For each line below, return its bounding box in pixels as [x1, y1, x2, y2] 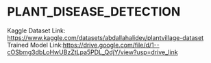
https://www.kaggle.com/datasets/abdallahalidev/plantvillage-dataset [7, 33, 204, 41]
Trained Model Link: [7, 41, 64, 49]
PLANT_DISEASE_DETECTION [7, 4, 181, 20]
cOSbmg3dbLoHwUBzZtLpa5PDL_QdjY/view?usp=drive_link [7, 48, 178, 56]
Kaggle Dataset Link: [7, 26, 66, 35]
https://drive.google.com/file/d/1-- [62, 41, 160, 49]
